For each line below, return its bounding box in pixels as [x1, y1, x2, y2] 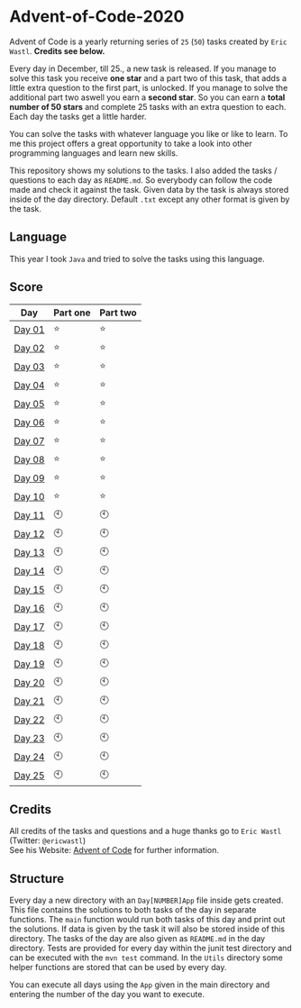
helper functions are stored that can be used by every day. [9, 962, 227, 973]
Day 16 [14, 602, 45, 614]
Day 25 [14, 769, 45, 782]
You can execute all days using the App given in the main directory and [9, 979, 270, 990]
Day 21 [14, 695, 45, 708]
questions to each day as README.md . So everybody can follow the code [9, 174, 273, 186]
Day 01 [14, 323, 45, 336]
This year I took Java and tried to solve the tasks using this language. [9, 253, 265, 264]
